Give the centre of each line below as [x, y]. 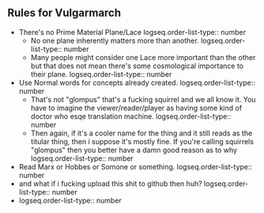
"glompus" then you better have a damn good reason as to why [134, 150]
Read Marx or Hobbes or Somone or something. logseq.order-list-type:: [136, 166]
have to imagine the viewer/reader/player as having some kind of [136, 108]
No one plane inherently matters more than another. [115, 40]
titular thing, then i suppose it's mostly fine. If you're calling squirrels [142, 141]
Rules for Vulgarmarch [64, 13]
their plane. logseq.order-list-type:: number [101, 74]
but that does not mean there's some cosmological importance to [137, 66]
